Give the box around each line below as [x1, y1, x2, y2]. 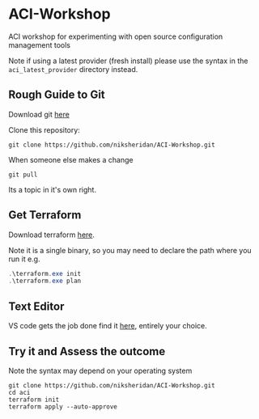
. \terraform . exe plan [8, 277, 82, 286]
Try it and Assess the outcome [8, 345, 166, 358]
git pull [8, 171, 38, 179]
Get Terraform [8, 208, 82, 222]
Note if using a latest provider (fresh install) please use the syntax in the [8, 56, 248, 66]
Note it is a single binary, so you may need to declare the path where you [8, 245, 253, 255]
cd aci [8, 388, 31, 396]
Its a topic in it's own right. [8, 184, 97, 194]
